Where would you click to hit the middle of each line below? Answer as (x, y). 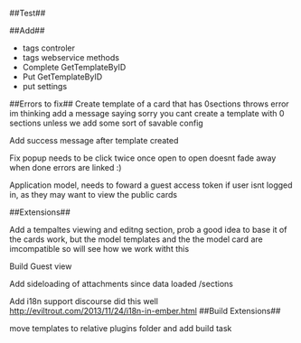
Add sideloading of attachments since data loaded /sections (121, 284)
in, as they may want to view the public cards (94, 195)
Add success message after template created (94, 140)
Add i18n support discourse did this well (84, 301)
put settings (45, 86)
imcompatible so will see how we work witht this (99, 249)
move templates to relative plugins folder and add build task (121, 328)
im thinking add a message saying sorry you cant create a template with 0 (147, 113)
